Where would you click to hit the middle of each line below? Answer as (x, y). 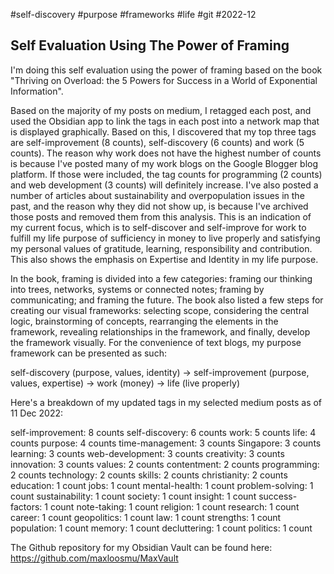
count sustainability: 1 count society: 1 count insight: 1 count (133, 496)
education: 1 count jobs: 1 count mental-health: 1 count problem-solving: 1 (162, 485)
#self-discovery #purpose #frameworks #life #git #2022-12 (133, 14)
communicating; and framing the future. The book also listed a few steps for (167, 300)
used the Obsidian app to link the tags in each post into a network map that (165, 121)
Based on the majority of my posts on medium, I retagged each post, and (161, 110)
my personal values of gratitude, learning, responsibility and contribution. (161, 248)
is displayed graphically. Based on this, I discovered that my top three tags (163, 131)
